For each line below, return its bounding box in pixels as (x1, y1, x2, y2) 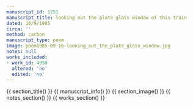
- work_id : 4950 (6, 60, 48, 66)
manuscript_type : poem (6, 37, 64, 43)
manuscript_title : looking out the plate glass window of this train (6, 15, 188, 21)
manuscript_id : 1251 (6, 9, 59, 15)
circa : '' (6, 26, 32, 32)
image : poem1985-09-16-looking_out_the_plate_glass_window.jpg (6, 43, 171, 49)
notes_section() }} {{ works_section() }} (6, 94, 105, 102)
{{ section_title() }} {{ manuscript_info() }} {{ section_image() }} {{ (6, 88, 171, 95)
